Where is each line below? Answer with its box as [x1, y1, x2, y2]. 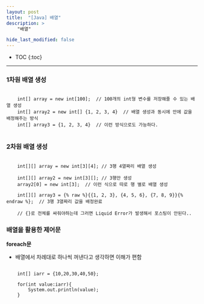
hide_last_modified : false [6, 37, 75, 43]
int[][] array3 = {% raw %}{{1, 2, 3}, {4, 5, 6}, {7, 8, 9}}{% [17, 192, 183, 198]
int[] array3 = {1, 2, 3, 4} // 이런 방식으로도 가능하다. [17, 122, 158, 128]
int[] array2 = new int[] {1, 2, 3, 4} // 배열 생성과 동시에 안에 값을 [17, 109, 192, 116]
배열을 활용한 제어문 [6, 226, 61, 234]
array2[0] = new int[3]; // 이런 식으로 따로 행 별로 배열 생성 [17, 181, 168, 187]
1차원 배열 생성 [6, 75, 47, 84]
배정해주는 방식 [6, 116, 38, 122]
